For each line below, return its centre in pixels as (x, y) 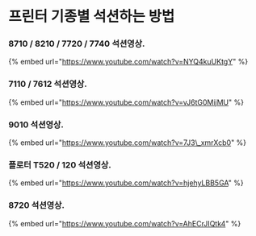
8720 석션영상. (37, 205)
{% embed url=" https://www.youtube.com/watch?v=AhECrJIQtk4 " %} (125, 223)
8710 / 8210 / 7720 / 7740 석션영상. (77, 43)
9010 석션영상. (36, 124)
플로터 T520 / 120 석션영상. (60, 165)
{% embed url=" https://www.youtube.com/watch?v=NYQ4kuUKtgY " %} (128, 62)
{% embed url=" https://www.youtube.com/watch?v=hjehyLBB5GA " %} (126, 183)
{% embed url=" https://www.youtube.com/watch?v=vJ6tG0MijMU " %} (126, 102)
